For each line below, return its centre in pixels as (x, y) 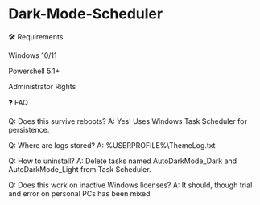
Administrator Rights (42, 86)
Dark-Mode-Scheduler (86, 14)
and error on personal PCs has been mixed (79, 193)
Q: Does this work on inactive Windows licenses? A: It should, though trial (130, 185)
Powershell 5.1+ (34, 71)
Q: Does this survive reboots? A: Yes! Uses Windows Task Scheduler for (128, 121)
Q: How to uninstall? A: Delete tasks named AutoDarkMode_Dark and (123, 161)
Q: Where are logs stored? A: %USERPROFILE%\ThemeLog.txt (112, 145)
